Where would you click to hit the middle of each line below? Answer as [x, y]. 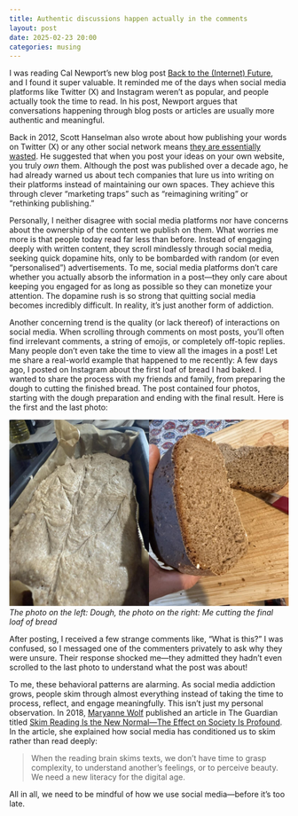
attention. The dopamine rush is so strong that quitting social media [133, 296]
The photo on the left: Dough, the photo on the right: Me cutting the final [141, 612]
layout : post [33, 28]
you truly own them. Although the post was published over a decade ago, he [149, 166]
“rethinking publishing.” [52, 203]
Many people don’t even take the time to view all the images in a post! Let [143, 351]
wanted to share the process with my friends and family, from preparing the [147, 379]
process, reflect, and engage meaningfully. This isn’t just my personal [137, 703]
